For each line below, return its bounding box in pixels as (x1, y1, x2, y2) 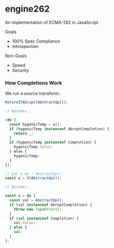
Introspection (12, 43, 39, 49)
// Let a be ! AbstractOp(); (5, 171, 64, 176)
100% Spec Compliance (12, 38, 61, 44)
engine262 (5, 3, 50, 15)
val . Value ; (14, 220, 36, 225)
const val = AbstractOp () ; (9, 198, 64, 203)
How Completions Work (5, 79, 62, 86)
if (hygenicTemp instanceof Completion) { (9, 140, 97, 145)
